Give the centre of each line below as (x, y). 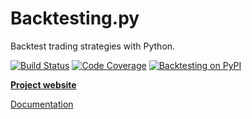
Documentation (42, 104)
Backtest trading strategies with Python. (93, 46)
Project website (43, 84)
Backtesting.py (75, 18)
